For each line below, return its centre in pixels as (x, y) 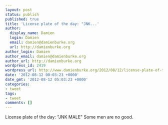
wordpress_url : (21, 70)
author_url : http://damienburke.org (43, 61)
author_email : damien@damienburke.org (45, 56)
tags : (11, 93)
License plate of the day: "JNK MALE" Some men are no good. (69, 117)
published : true (22, 19)
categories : (17, 84)
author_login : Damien (28, 51)
